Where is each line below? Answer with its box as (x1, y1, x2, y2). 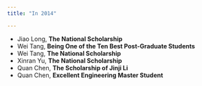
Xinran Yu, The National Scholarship (16, 56, 122, 65)
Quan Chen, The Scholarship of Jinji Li (16, 63, 128, 72)
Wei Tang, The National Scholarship (16, 49, 122, 57)
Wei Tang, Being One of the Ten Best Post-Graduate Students (16, 42, 196, 50)
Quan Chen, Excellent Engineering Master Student (16, 71, 164, 79)
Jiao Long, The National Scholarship (16, 35, 122, 43)
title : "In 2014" (7, 10, 57, 17)
